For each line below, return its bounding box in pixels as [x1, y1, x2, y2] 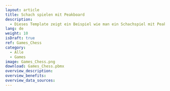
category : [5, 45, 26, 50]
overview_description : [5, 69, 53, 74]
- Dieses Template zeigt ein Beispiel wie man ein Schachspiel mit [10, 21, 155, 27]
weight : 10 [5, 31, 28, 36]
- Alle [10, 50, 24, 55]
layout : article [5, 7, 39, 13]
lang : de [5, 26, 24, 31]
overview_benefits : [5, 73, 47, 78]
